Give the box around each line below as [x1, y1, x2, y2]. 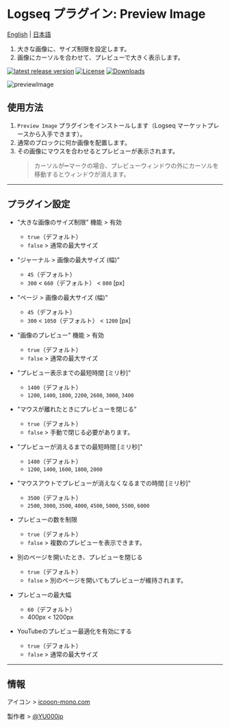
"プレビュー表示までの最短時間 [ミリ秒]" [16, 368, 131, 377]
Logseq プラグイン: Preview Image [7, 6, 206, 22]
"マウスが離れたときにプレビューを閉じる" [16, 405, 137, 413]
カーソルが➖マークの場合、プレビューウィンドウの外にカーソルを [34, 162, 219, 170]
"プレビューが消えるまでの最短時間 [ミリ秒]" [16, 442, 143, 450]
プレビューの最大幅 [16, 590, 72, 599]
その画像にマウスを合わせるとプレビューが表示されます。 [16, 146, 179, 155]
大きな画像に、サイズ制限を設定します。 [16, 44, 131, 53]
